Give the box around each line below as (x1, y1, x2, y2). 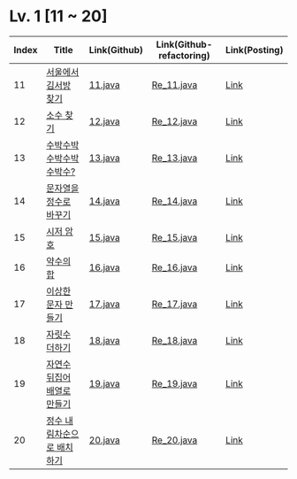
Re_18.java (151, 334, 198, 346)
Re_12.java (151, 115, 198, 127)
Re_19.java (151, 377, 198, 390)
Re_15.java (151, 231, 198, 243)
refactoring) (158, 49, 210, 61)
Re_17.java (151, 297, 198, 310)
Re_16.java (151, 261, 198, 274)
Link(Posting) (225, 43, 284, 56)
